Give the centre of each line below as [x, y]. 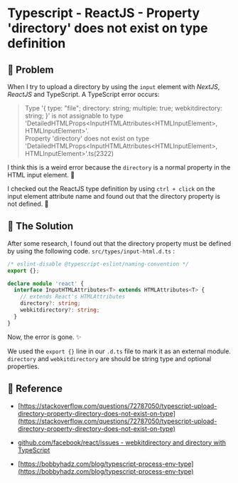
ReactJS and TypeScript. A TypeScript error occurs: [83, 94]
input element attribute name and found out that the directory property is [114, 196]
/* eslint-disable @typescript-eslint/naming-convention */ [98, 264]
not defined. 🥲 [28, 204]
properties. [23, 366]
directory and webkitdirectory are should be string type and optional [109, 358]
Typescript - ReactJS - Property [104, 13]
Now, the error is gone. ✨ [44, 337]
